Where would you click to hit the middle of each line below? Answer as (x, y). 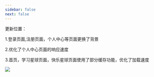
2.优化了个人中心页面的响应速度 (37, 49)
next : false (17, 14)
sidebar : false (20, 10)
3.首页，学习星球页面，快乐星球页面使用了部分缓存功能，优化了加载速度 (77, 59)
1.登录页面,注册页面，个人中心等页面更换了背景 (52, 39)
